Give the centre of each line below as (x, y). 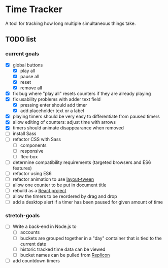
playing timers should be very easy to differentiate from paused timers (86, 116)
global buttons (28, 65)
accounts (30, 232)
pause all (30, 76)
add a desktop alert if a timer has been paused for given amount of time (88, 202)
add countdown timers (36, 260)
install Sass (24, 133)
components (33, 145)
